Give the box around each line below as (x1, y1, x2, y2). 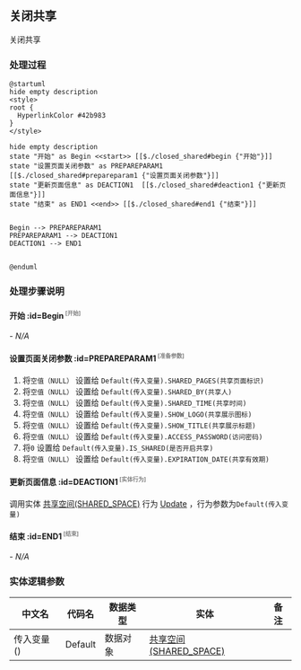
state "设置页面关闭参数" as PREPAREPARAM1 (9, 162, 164, 171)
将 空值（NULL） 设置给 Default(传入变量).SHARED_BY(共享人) (21, 385, 233, 397)
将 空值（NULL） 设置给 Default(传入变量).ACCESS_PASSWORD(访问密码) (21, 430, 263, 442)
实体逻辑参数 (9, 576, 65, 588)
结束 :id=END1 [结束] (9, 530, 79, 542)
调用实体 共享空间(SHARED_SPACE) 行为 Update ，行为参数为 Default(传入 (9, 498, 282, 509)
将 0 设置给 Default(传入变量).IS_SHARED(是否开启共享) (21, 442, 214, 453)
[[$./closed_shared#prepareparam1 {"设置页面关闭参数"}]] (9, 172, 219, 181)
